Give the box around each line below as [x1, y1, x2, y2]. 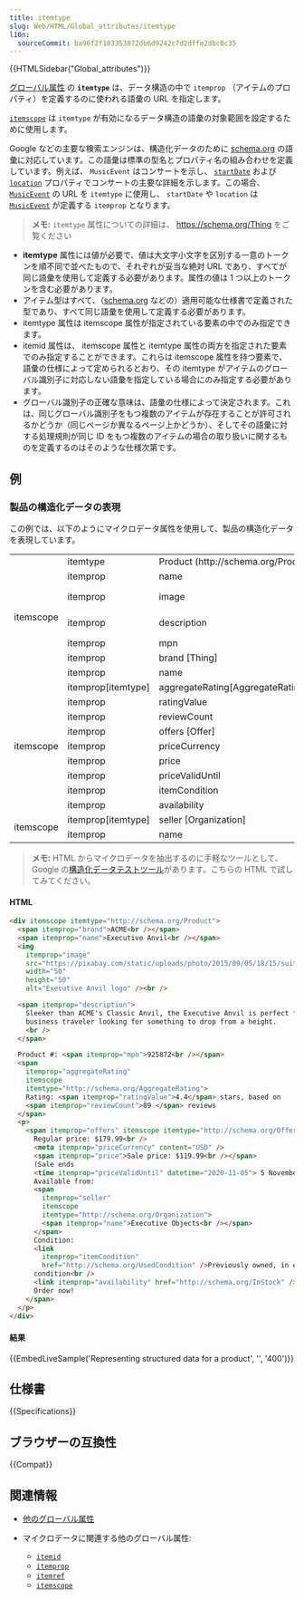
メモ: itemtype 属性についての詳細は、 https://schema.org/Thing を [31, 219, 282, 230]
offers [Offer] [158, 725, 215, 737]
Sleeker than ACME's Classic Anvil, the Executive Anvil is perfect [25, 1008, 290, 1017]
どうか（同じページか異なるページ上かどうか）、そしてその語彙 [38, 419, 272, 430]
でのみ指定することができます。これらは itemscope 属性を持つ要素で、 [22, 352, 288, 362]
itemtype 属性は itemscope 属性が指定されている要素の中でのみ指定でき [22, 318, 291, 329]
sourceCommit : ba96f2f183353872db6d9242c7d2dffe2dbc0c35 [17, 38, 237, 48]
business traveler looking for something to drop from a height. [25, 1016, 278, 1026]
